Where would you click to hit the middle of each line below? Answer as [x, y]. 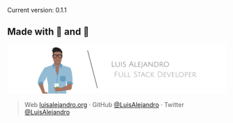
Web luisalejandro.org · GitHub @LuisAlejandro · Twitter [104, 105]
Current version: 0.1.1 [37, 10]
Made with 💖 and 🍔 [48, 32]
